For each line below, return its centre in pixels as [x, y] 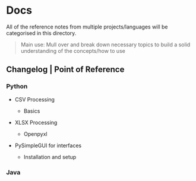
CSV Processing [35, 99]
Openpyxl [35, 134]
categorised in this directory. [41, 33]
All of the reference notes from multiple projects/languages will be [87, 27]
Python [17, 87]
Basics [32, 111]
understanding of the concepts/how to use [73, 50]
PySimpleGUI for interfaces [48, 145]
